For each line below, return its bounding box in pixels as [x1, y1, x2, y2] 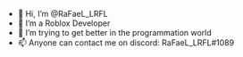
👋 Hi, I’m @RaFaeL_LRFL [17, 9, 109, 19]
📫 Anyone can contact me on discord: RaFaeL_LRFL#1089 [17, 37, 235, 48]
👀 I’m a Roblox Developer [17, 18, 111, 28]
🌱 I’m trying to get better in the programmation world [17, 28, 212, 37]
